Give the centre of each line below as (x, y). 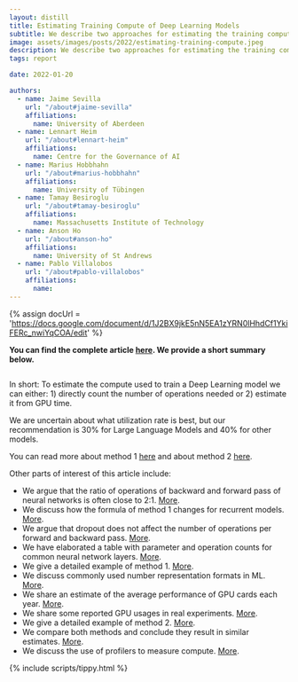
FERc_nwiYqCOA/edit (48, 333)
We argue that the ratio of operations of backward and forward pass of (151, 490)
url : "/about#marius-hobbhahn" (83, 173)
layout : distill (39, 17)
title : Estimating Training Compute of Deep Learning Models (125, 26)
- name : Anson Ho (49, 231)
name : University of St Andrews (92, 255)
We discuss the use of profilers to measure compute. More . (130, 651)
